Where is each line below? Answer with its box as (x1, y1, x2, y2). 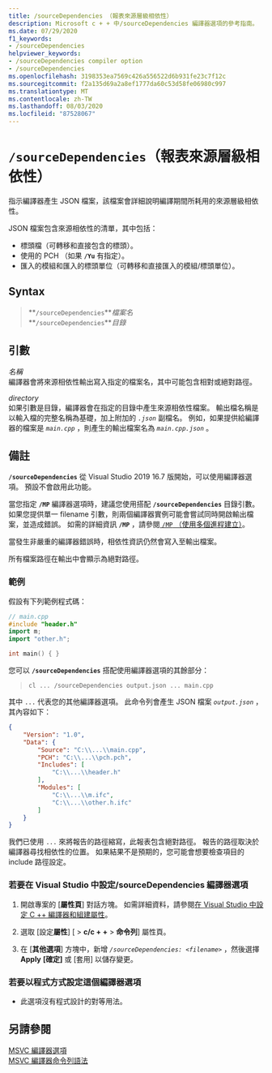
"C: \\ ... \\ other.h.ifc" (51, 798, 132, 807)
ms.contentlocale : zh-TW (8, 95, 92, 103)
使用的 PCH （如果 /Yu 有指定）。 (19, 251, 130, 260)
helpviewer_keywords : (8, 49, 82, 58)
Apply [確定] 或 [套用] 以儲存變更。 (19, 954, 138, 964)
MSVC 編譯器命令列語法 (8, 1055, 88, 1065)
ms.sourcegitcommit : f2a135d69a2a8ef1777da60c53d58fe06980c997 (8, 79, 227, 88)
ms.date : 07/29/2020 (8, 27, 79, 35)
